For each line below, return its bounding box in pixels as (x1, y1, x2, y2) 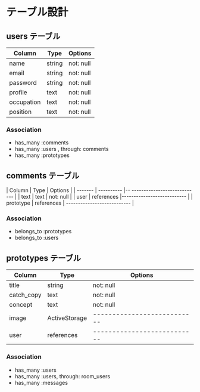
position (9, 108, 32, 116)
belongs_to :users (14, 234, 59, 242)
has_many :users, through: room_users (14, 372, 111, 379)
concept (9, 301, 33, 309)
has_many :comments (14, 139, 69, 146)
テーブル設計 (6, 5, 68, 19)
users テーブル (6, 31, 61, 41)
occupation (9, 98, 41, 106)
